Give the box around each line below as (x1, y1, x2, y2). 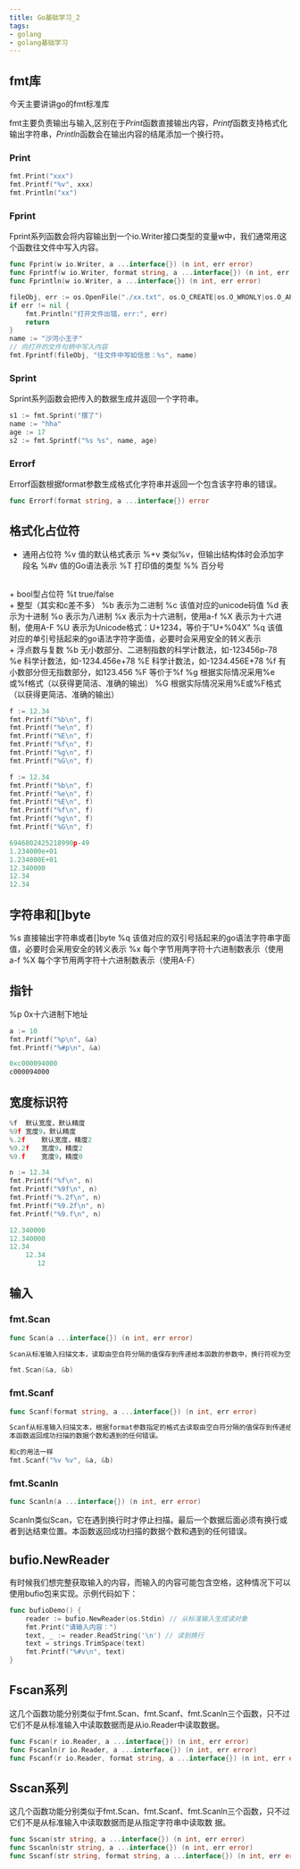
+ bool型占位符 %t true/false (9, 588, 114, 599)
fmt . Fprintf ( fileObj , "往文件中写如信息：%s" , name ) (9, 351, 198, 360)
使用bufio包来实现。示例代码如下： (9, 1588, 138, 1598)
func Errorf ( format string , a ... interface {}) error (9, 496, 210, 505)
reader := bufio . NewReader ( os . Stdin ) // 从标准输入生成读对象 (25, 1614, 248, 1623)
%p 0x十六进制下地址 (9, 1008, 88, 1019)
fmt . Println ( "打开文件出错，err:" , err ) (25, 309, 168, 318)
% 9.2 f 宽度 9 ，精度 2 (9, 1144, 83, 1153)
